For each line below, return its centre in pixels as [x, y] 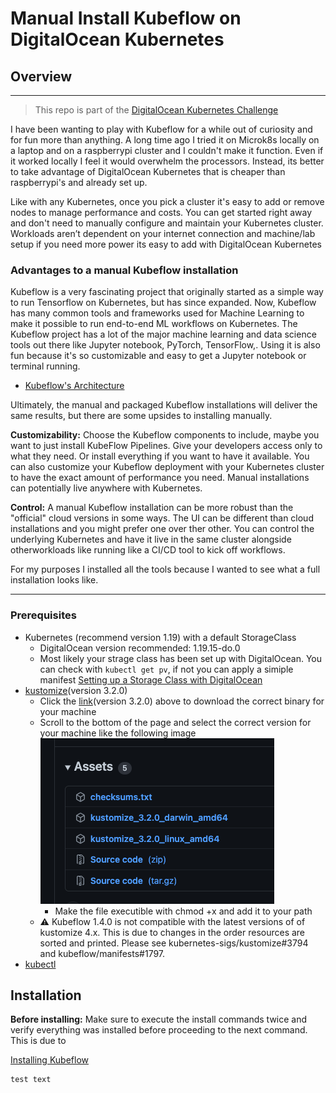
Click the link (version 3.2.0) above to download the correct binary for [182, 701]
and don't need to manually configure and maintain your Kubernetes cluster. [167, 223]
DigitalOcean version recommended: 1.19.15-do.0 [140, 648]
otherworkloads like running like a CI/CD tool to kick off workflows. [148, 550]
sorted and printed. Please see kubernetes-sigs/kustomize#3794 [174, 943]
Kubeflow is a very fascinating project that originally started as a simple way [167, 292]
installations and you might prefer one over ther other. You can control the [162, 529]
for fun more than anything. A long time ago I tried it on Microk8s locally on [165, 140]
